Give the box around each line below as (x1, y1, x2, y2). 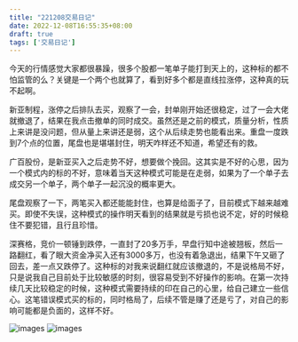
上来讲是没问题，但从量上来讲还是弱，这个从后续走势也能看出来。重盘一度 (9, 126, 281, 138)
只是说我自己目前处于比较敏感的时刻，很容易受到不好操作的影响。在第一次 (9, 272, 281, 282)
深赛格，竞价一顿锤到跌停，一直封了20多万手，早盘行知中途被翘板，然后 (9, 239, 276, 250)
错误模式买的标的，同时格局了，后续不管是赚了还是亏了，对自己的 (39, 294, 281, 305)
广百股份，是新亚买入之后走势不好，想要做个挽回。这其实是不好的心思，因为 (9, 156, 289, 167)
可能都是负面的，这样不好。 (16, 306, 118, 316)
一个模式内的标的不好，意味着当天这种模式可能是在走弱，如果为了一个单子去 (9, 168, 289, 179)
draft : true (9, 29, 53, 38)
